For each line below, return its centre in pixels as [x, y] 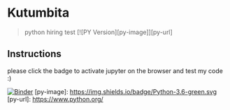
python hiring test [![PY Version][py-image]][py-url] [98, 32]
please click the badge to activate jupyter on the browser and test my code [115, 70]
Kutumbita [38, 13]
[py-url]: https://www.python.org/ [55, 99]
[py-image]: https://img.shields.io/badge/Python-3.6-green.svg [126, 91]
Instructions [34, 54]
